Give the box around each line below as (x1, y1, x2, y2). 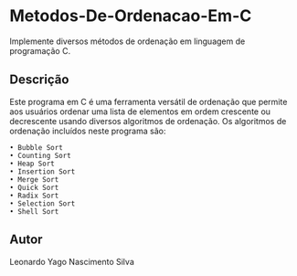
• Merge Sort (9, 175, 59, 184)
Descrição (9, 72, 69, 88)
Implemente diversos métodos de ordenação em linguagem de (9, 36, 246, 47)
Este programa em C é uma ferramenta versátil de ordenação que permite (9, 96, 288, 107)
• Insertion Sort (9, 166, 76, 176)
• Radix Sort (9, 191, 59, 200)
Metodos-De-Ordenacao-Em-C (9, 5, 252, 27)
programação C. (9, 45, 71, 56)
